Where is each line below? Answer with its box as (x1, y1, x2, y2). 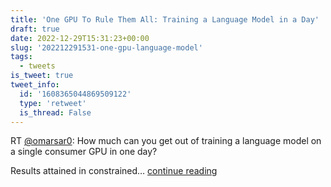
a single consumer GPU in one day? (10, 146, 158, 158)
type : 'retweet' (19, 98, 87, 108)
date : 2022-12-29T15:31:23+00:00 (10, 33, 150, 43)
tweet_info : (10, 80, 60, 90)
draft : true (10, 24, 60, 34)
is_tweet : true (10, 71, 74, 81)
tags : (10, 52, 33, 62)
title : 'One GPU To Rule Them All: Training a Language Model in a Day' (10, 14, 320, 25)
